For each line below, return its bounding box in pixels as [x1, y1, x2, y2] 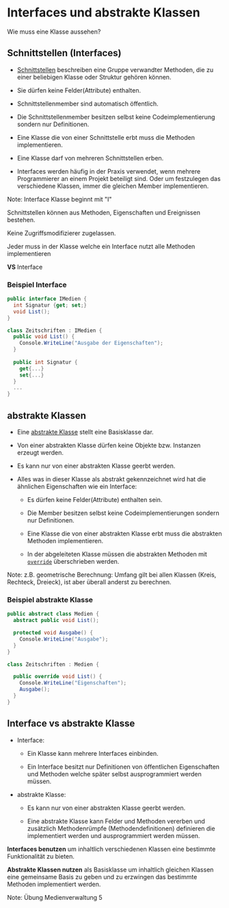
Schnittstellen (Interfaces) [7, 47, 122, 59]
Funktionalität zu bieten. [7, 852, 75, 860]
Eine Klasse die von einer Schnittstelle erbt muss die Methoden [16, 133, 195, 141]
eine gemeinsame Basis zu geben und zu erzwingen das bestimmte [7, 872, 198, 881]
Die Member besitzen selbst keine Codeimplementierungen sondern [27, 509, 220, 517]
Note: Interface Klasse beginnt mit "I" [7, 195, 112, 203]
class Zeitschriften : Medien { [7, 660, 99, 668]
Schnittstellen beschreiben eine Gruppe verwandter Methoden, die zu [16, 65, 214, 73]
